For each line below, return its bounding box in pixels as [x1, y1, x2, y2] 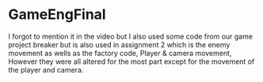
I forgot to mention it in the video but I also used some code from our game [8, 32, 253, 41]
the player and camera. [8, 65, 84, 74]
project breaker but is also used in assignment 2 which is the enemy [8, 39, 231, 49]
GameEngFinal [8, 6, 106, 24]
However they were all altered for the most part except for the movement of [8, 57, 255, 66]
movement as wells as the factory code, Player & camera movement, [8, 48, 232, 58]
